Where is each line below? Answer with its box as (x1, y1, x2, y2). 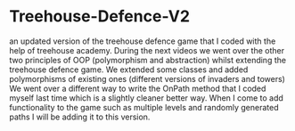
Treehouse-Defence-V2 (9, 6, 190, 27)
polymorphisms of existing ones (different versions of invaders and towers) (9, 73, 285, 84)
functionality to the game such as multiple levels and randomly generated (9, 102, 279, 112)
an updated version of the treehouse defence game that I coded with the (9, 36, 276, 46)
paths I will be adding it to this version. (9, 111, 151, 122)
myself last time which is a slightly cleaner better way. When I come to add (9, 92, 283, 103)
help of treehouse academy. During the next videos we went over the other (9, 45, 285, 55)
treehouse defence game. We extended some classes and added (9, 64, 249, 75)
